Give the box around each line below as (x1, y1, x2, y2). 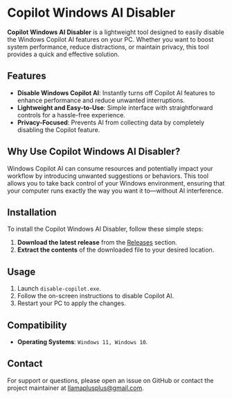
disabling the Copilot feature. (17, 125, 100, 133)
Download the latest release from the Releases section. (17, 238, 178, 247)
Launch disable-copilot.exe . (17, 284, 102, 293)
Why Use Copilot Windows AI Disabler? (7, 146, 181, 158)
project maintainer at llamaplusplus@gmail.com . (7, 384, 144, 392)
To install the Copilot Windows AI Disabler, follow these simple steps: (7, 225, 204, 234)
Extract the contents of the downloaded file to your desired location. (17, 245, 215, 254)
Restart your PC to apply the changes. (17, 299, 126, 307)
